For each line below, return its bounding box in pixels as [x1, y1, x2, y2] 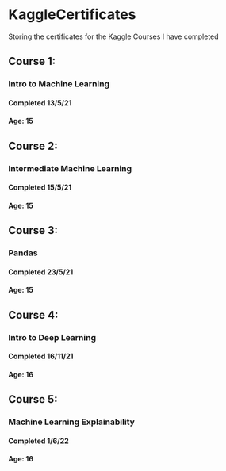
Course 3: [8, 224, 58, 237]
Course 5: [8, 392, 58, 406]
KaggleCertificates [8, 6, 136, 24]
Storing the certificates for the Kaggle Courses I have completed [8, 32, 220, 41]
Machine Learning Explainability [8, 416, 135, 427]
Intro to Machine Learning [8, 78, 110, 90]
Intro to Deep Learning [8, 331, 97, 343]
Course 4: [8, 308, 59, 322]
